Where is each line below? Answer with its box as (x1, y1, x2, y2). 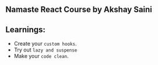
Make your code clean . (13, 53, 69, 60)
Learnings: (5, 25, 46, 35)
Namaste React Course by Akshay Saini (5, 5, 153, 15)
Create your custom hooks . (13, 40, 77, 47)
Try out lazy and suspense (13, 46, 78, 53)
